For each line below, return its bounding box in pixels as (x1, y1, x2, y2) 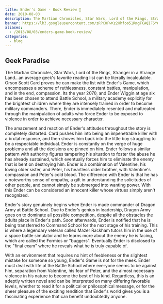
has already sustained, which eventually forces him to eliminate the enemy (5, 156, 154, 162)
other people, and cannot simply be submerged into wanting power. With (5, 182, 151, 188)
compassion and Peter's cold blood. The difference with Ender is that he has (5, 172, 158, 177)
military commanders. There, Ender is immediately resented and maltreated (5, 105, 156, 112)
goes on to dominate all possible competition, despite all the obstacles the (5, 212, 153, 218)
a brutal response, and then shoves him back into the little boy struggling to (5, 135, 156, 141)
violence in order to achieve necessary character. (5, 116, 104, 122)
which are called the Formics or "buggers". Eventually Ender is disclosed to (5, 238, 155, 243)
